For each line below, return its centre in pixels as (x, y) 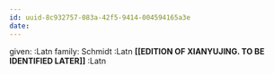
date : (19, 26)
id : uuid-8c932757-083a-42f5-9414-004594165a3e (100, 17)
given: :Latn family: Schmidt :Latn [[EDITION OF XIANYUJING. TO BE (137, 51)
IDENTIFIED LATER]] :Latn (57, 61)
